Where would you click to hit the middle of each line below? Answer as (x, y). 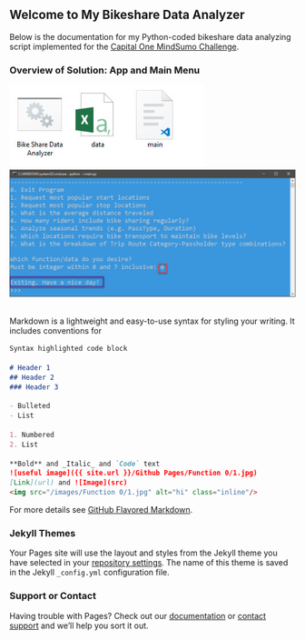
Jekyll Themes (43, 533)
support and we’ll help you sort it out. (79, 625)
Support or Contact (53, 596)
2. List (24, 445)
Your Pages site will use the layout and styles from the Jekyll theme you (144, 553)
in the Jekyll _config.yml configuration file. (89, 573)
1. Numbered (32, 435)
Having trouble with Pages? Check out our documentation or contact (138, 615)
